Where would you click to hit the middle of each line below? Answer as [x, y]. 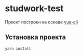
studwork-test [34, 9]
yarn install [18, 48]
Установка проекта [35, 37]
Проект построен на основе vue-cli [41, 22]
